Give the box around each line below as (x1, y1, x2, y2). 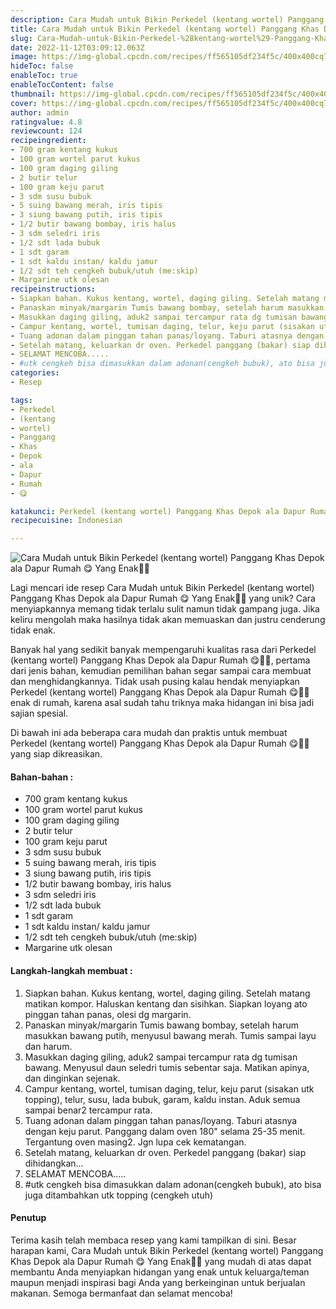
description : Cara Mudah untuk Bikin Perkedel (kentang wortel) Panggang (10, 14, 325, 25)
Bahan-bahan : (10, 771, 74, 783)
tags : (10, 395, 33, 405)
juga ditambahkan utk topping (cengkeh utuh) (24, 1189, 214, 1201)
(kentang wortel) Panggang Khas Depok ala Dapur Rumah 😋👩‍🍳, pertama (10, 654, 311, 666)
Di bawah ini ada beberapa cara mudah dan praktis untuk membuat (10, 727, 288, 739)
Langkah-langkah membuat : (10, 964, 133, 976)
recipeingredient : (10, 136, 87, 146)
